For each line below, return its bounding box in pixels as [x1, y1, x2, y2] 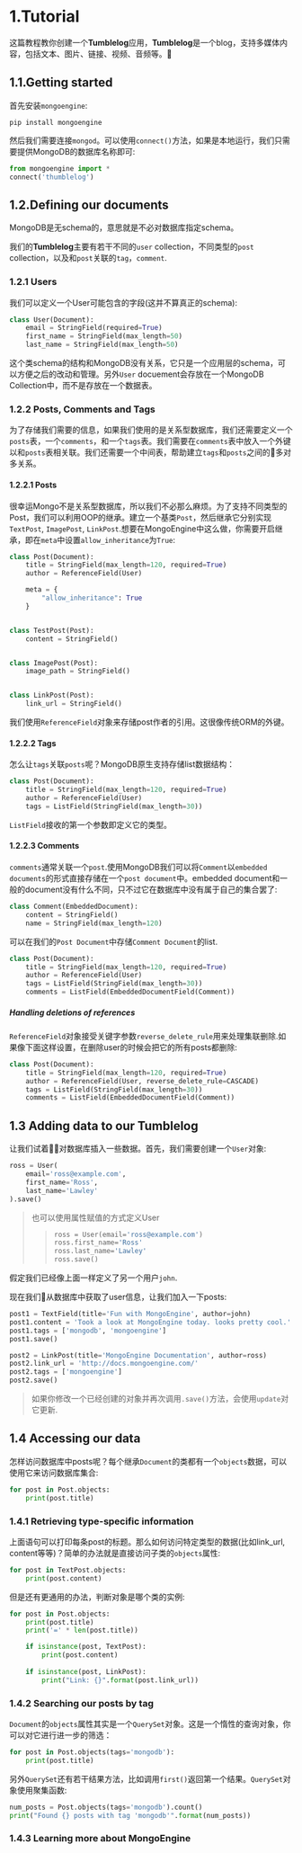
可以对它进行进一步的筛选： [9, 1729, 112, 1741]
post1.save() [9, 1334, 58, 1343]
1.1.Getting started [9, 75, 113, 91]
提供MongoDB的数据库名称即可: [16, 146, 136, 156]
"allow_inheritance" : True [41, 593, 143, 603]
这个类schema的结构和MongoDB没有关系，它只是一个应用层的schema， [9, 358, 279, 369]
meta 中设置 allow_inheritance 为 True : [40, 534, 176, 545]
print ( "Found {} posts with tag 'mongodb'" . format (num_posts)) [9, 1811, 252, 1820]
